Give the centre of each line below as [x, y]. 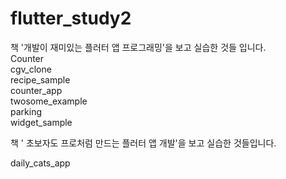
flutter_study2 [71, 18]
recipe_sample [40, 79]
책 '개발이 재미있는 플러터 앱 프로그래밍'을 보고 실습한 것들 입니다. [138, 47]
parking [26, 111]
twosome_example [49, 101]
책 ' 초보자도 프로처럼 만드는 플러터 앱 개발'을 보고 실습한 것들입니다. [143, 143]
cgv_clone [31, 69]
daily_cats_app [40, 163]
